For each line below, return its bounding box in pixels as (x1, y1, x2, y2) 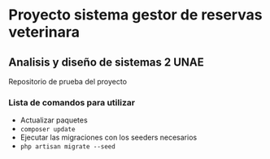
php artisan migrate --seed (20, 143, 115, 151)
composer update (20, 126, 76, 134)
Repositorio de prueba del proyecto (8, 77, 128, 86)
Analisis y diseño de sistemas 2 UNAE (8, 55, 205, 69)
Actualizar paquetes (20, 115, 88, 125)
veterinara (8, 23, 80, 41)
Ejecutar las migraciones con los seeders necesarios (20, 132, 198, 143)
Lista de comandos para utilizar (8, 97, 136, 108)
